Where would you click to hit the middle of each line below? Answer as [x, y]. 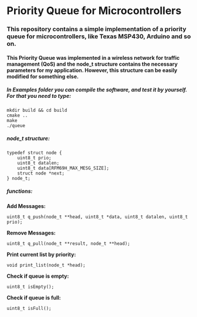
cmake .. [17, 115]
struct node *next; [41, 173]
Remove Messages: [31, 233]
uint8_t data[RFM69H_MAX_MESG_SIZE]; [63, 168]
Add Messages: [26, 206]
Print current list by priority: [41, 254]
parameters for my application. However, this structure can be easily [92, 70]
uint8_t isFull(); [29, 308]
